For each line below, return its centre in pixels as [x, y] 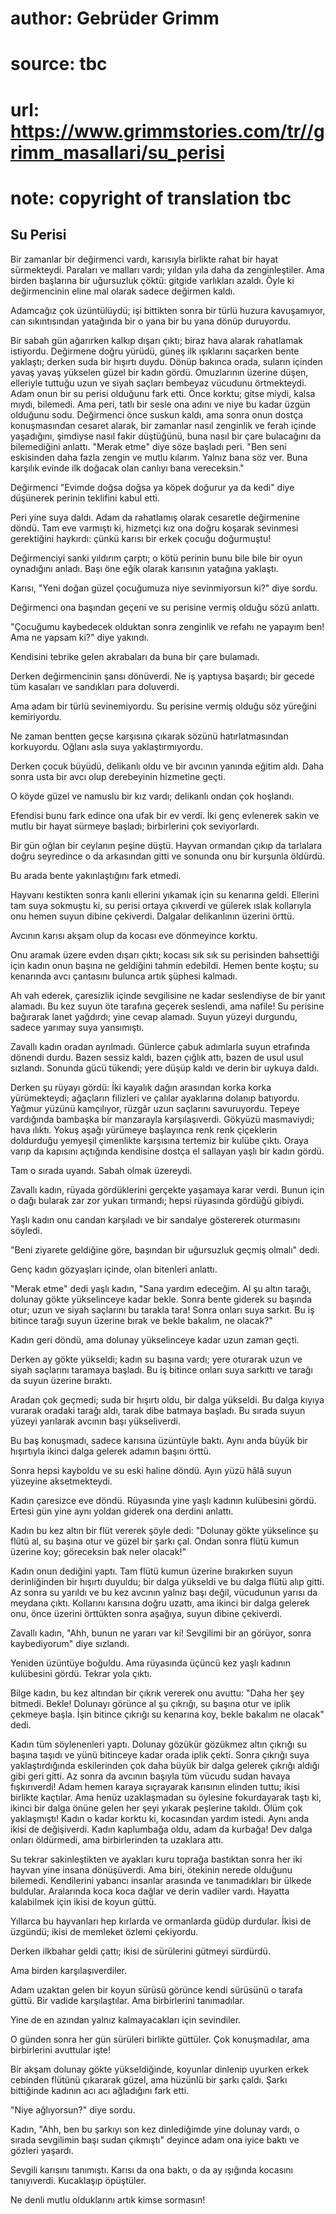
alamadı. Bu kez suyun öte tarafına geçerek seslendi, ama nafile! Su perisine [167, 1006]
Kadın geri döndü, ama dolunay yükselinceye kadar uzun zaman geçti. [155, 1339]
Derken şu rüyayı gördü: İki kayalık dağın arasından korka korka [141, 1087]
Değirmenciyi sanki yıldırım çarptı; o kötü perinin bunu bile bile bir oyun [156, 558]
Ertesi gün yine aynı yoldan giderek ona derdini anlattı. [122, 1511]
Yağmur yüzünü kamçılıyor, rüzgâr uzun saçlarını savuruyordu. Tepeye [155, 1108]
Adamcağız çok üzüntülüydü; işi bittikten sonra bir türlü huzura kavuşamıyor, [168, 310]
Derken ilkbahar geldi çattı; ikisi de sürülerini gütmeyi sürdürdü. [140, 1951]
